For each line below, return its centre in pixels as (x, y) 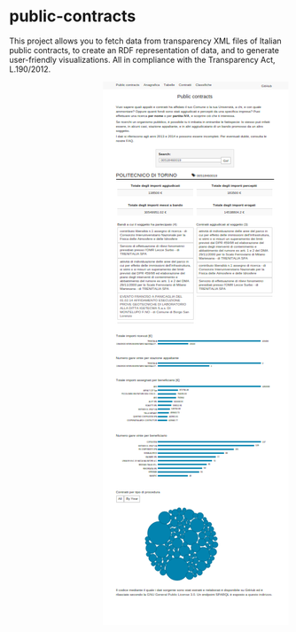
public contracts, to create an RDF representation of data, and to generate (144, 50)
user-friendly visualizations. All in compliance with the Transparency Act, (143, 59)
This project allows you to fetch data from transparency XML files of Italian (145, 41)
